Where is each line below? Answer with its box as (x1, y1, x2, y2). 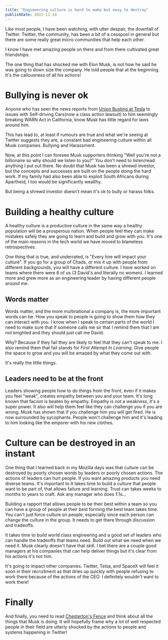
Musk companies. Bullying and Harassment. (5, 143, 96, 149)
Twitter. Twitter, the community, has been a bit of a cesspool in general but (5, 31, 159, 37)
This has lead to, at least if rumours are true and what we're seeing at (5, 132, 148, 138)
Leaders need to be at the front (5, 374, 103, 383)
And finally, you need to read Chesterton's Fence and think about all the (5, 613, 153, 619)
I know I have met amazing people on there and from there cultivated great (5, 46, 159, 52)
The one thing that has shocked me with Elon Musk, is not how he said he (5, 61, 157, 67)
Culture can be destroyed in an (5, 437, 136, 449)
